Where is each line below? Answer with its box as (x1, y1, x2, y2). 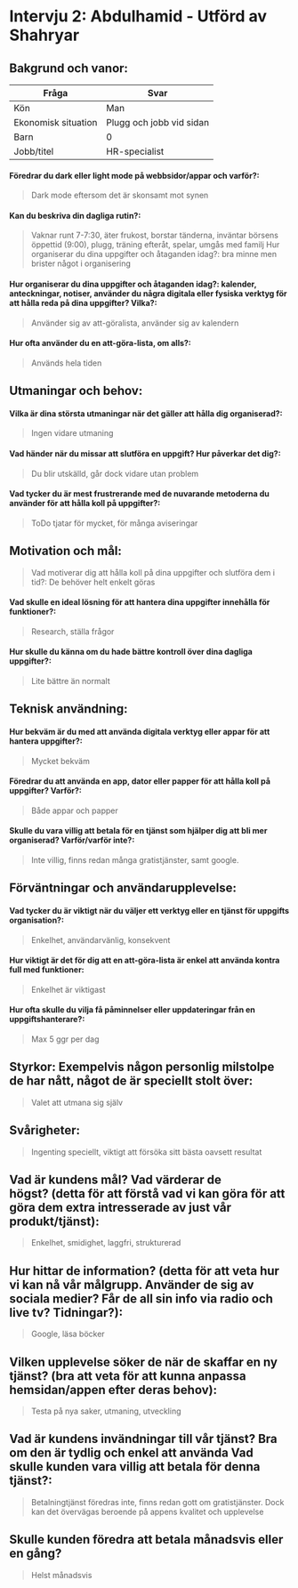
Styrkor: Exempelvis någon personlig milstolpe (9, 1060, 275, 1075)
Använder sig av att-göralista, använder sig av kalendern (30, 318, 239, 328)
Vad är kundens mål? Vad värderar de (9, 1173, 222, 1188)
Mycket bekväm (30, 755, 91, 766)
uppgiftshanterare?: (9, 1014, 85, 1025)
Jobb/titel (13, 145, 54, 157)
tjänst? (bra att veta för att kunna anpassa (9, 1368, 246, 1383)
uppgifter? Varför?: (9, 786, 82, 796)
